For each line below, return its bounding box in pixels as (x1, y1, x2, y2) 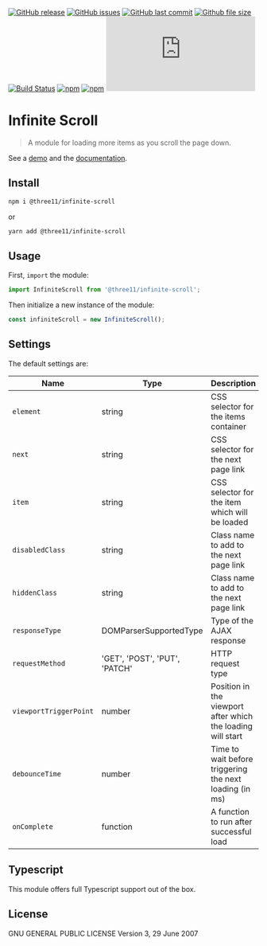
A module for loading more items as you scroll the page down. (27, 138, 232, 147)
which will (210, 506, 248, 518)
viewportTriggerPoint (12, 706, 94, 716)
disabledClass (12, 545, 66, 554)
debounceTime (12, 769, 62, 778)
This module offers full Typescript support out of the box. (8, 884, 196, 893)
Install (8, 176, 40, 190)
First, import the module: (8, 271, 89, 280)
